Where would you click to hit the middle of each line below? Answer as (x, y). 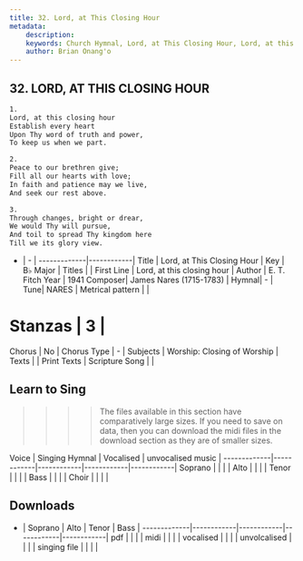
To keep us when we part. (58, 143)
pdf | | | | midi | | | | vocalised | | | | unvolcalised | (201, 537)
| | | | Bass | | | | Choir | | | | (59, 477)
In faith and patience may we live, (78, 184)
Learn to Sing (48, 390)
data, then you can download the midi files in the (191, 430)
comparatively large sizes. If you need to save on (191, 421)
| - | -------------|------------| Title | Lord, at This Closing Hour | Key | (153, 261)
